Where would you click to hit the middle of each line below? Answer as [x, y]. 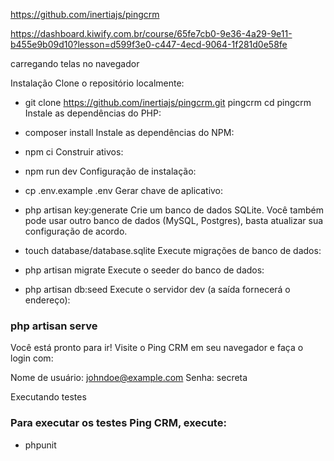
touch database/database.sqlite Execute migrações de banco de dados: [173, 250]
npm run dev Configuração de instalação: [110, 171]
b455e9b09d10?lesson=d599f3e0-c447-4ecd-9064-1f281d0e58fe [149, 44]
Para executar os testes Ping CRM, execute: [118, 423]
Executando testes [48, 397]
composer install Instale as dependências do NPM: [129, 132]
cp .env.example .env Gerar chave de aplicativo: [124, 190]
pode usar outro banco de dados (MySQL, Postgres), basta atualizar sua [174, 220]
